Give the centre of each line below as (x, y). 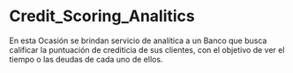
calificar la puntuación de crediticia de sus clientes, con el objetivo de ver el (147, 49)
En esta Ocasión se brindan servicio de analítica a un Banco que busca (138, 40)
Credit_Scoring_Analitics (102, 16)
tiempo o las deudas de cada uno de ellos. (86, 59)
